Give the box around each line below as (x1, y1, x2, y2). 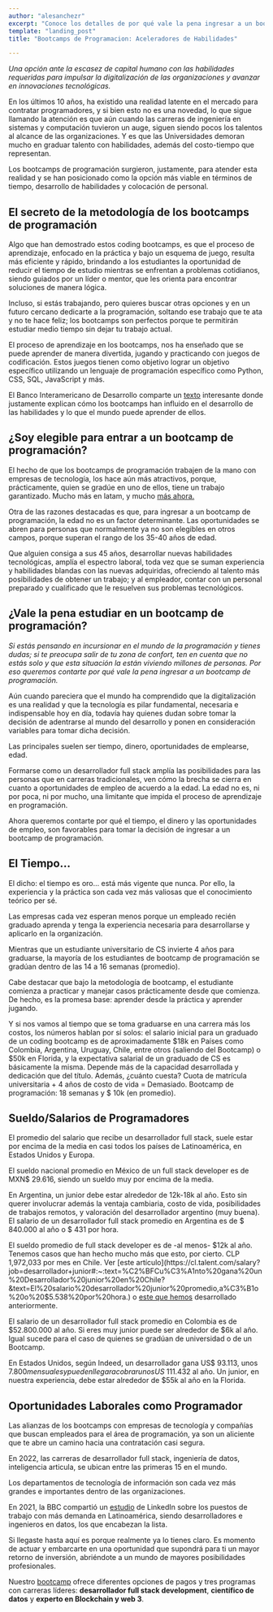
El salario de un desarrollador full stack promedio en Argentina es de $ (8, 1216, 245, 1226)
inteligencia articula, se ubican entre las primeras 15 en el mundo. (8, 1463, 227, 1472)
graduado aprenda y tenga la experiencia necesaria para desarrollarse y (8, 919, 250, 930)
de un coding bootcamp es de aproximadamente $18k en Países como (8, 1036, 244, 1046)
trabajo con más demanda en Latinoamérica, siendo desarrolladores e (8, 1511, 243, 1521)
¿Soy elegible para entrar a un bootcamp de (8, 431, 234, 445)
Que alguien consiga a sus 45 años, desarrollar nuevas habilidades (8, 548, 233, 558)
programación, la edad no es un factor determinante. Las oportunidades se (8, 515, 260, 525)
